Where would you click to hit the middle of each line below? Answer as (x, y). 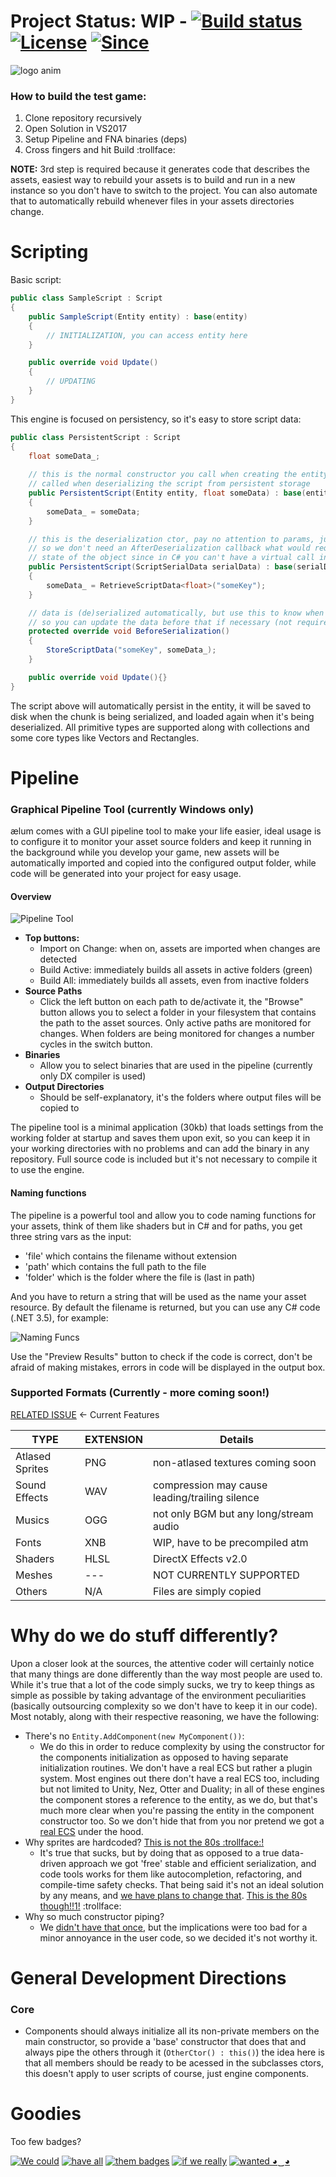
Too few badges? (46, 2142)
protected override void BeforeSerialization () (129, 631)
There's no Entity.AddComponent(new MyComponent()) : (134, 1736)
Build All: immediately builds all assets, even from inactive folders (174, 981)
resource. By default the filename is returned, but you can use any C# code (165, 1307)
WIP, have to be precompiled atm (230, 1542)
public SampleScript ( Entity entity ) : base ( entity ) (138, 316)
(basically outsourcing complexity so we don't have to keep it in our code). (164, 1706)
